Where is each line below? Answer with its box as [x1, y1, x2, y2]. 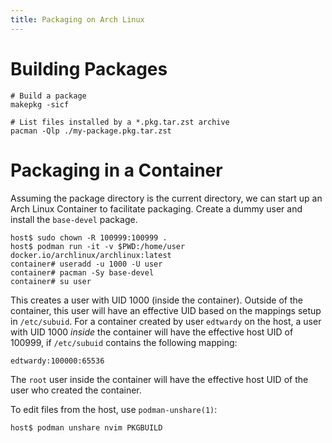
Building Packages [10, 57, 168, 80]
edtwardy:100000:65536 [10, 356, 105, 366]
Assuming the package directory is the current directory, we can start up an [10, 192, 323, 204]
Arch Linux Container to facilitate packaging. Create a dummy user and [10, 202, 303, 215]
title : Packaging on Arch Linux [10, 14, 145, 25]
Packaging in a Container [10, 159, 223, 181]
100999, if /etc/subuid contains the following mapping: [10, 336, 238, 348]
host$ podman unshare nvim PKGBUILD [10, 422, 163, 433]
